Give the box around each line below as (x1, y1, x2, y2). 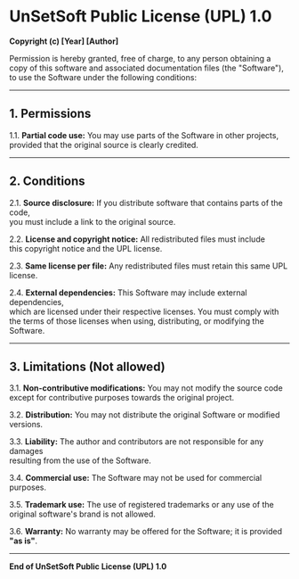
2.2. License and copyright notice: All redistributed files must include (9, 234, 265, 244)
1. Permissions (9, 106, 92, 121)
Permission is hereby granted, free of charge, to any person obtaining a (9, 53, 271, 63)
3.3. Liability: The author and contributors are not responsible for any (9, 436, 264, 447)
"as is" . (9, 535, 38, 546)
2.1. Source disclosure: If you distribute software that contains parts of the (9, 197, 283, 208)
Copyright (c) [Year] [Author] (9, 36, 119, 46)
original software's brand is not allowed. (9, 509, 156, 519)
